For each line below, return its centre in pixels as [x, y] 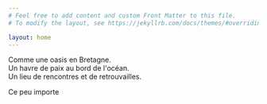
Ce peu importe [34, 92]
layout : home [30, 37]
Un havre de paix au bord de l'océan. [69, 68]
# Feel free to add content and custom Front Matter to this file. [122, 15]
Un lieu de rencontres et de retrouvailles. [75, 77]
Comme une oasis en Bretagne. [60, 60]
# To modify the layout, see [56, 23]
